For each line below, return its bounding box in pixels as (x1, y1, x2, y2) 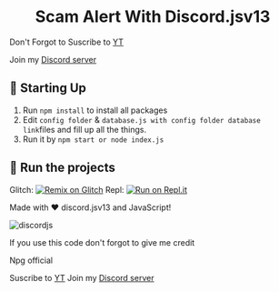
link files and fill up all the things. (22, 124, 147, 135)
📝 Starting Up (9, 80, 86, 96)
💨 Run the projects (9, 160, 115, 176)
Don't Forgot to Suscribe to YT (9, 36, 125, 47)
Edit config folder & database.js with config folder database (22, 114, 261, 125)
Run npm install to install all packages (22, 105, 168, 116)
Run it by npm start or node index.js (22, 134, 164, 145)
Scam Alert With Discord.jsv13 (35, 6, 271, 27)
